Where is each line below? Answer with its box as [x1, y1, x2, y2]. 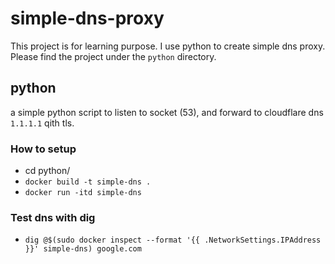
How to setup [10, 142, 77, 156]
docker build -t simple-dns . [24, 177, 152, 187]
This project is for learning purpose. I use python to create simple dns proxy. [10, 40, 326, 52]
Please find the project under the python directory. [10, 50, 217, 62]
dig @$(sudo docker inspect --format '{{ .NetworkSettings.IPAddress [24, 235, 322, 246]
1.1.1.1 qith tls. [10, 117, 75, 129]
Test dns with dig [10, 210, 96, 224]
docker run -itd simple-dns [24, 188, 142, 198]
